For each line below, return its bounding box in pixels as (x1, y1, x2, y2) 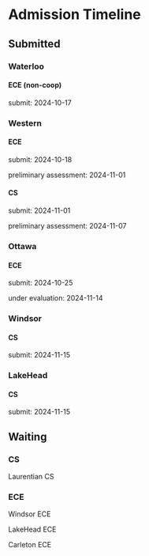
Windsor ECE (8, 509, 51, 519)
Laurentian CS (8, 472, 54, 482)
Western (8, 117, 42, 128)
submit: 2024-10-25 (8, 278, 73, 288)
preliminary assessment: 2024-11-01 (8, 170, 126, 180)
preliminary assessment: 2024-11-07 (8, 221, 127, 231)
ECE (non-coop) (8, 81, 62, 90)
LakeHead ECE (8, 524, 57, 535)
